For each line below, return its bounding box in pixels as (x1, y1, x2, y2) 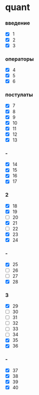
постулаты (5, 91, 33, 98)
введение (5, 20, 30, 27)
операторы (5, 55, 34, 62)
